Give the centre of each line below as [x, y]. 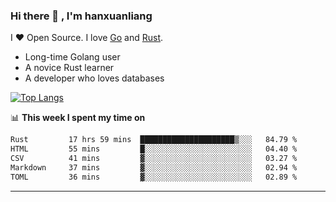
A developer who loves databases [94, 78]
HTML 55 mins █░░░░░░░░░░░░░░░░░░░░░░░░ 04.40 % [154, 149]
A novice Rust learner [69, 68]
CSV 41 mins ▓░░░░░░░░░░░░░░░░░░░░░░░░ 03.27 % [154, 159]
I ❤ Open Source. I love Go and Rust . [87, 38]
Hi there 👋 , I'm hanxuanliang [81, 16]
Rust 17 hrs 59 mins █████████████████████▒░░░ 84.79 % [154, 140]
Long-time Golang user [72, 57]
